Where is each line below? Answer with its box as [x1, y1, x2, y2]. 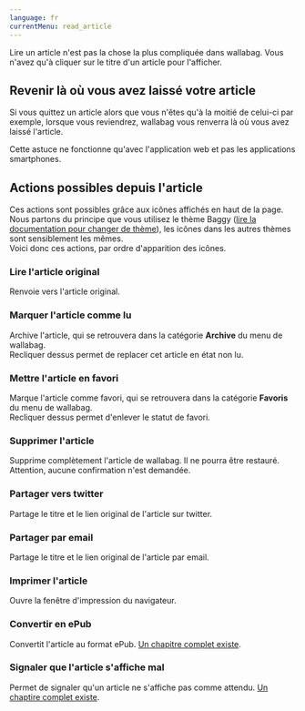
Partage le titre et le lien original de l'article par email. [9, 552, 209, 563]
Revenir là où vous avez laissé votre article [9, 83, 257, 98]
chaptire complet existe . [9, 691, 100, 702]
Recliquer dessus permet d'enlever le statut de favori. [9, 411, 211, 423]
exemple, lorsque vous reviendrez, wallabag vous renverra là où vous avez [9, 117, 290, 127]
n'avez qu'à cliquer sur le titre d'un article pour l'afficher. [9, 56, 223, 67]
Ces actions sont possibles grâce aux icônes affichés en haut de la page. [9, 204, 284, 215]
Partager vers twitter [9, 488, 104, 501]
